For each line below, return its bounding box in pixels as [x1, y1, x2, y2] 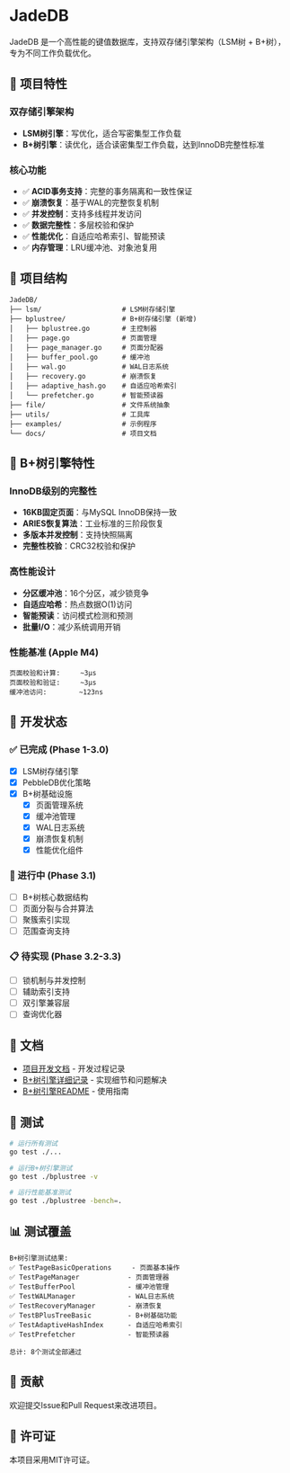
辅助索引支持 [22, 986, 70, 997]
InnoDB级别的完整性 [9, 485, 97, 497]
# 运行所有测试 [9, 1138, 58, 1147]
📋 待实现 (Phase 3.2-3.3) [9, 950, 121, 962]
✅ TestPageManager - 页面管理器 [9, 1272, 170, 1281]
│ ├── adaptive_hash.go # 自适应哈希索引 [9, 381, 177, 390]
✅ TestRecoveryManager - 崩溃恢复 [9, 1301, 163, 1310]
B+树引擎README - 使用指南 [22, 1085, 129, 1097]
